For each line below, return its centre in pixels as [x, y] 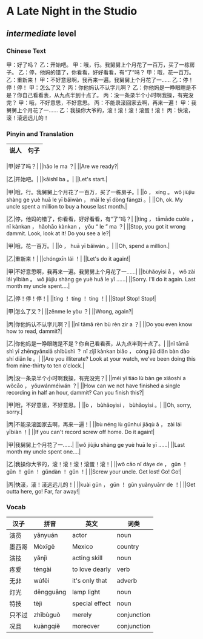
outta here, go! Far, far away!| [43, 492]
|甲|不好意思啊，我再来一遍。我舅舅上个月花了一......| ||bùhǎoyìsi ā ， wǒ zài [101, 272]
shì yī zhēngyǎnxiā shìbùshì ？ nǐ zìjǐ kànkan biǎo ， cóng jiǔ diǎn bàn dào [98, 351]
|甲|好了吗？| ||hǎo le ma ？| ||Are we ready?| [63, 166]
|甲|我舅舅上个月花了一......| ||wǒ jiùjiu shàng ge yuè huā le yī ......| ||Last [96, 445]
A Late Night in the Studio [72, 11]
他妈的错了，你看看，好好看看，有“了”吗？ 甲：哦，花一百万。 [117, 72]
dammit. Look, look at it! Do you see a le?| [58, 233]
